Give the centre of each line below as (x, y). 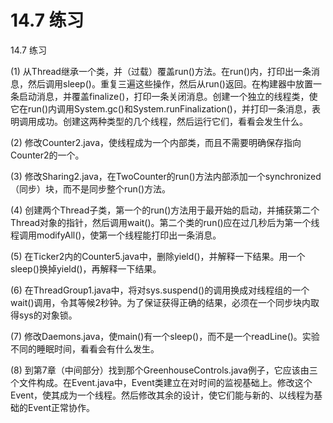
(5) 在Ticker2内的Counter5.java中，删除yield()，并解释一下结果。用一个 (158, 256)
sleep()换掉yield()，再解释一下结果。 (86, 268)
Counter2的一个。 (47, 155)
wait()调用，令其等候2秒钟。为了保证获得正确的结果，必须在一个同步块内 (161, 302)
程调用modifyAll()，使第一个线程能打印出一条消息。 (116, 235)
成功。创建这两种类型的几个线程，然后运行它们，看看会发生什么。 (172, 121)
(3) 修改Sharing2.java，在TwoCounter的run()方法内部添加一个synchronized (166, 176)
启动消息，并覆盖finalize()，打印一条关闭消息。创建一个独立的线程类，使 (168, 96)
